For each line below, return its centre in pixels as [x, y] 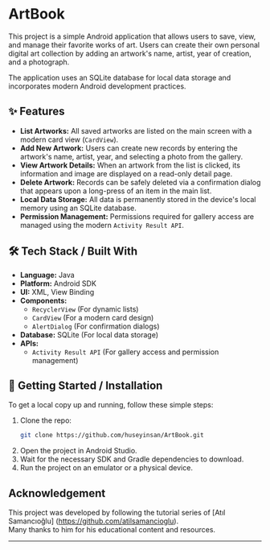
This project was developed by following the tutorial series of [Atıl [117, 513]
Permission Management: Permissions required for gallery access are [137, 216]
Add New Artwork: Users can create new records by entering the [129, 148]
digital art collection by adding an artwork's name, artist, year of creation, [130, 53]
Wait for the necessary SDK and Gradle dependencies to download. [132, 459]
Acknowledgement [57, 493]
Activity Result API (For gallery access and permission [125, 352]
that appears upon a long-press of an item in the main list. [116, 191]
